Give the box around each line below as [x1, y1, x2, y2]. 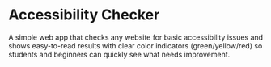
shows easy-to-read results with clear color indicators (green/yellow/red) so [8, 40, 263, 50]
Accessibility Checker [8, 6, 160, 24]
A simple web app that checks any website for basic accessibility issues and [8, 32, 264, 42]
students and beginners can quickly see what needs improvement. [8, 49, 231, 59]
